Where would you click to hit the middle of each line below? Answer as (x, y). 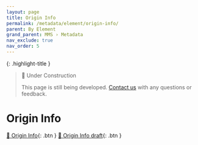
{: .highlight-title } (28, 63)
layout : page (23, 12)
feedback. (34, 94)
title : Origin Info (31, 18)
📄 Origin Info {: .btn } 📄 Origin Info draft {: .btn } (64, 135)
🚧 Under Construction (49, 75)
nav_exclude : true (30, 40)
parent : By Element (31, 29)
